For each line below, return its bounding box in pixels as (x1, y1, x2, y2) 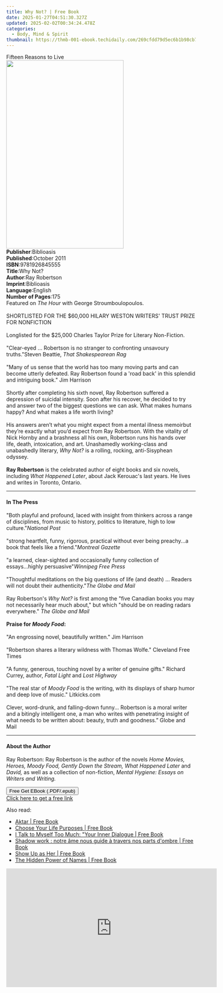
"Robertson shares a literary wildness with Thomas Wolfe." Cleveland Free (6, 646, 191, 654)
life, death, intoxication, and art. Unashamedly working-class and (6, 441, 168, 447)
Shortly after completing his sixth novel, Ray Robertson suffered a (6, 389, 169, 396)
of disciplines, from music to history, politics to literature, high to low (6, 518, 176, 525)
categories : (6, 25, 36, 32)
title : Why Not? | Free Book (6, 8, 79, 15)
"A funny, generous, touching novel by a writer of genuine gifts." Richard (6, 666, 185, 673)
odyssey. (6, 453, 29, 460)
